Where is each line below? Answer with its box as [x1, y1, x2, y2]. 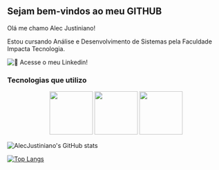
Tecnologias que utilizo [7, 75, 87, 85]
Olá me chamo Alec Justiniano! [7, 23, 95, 32]
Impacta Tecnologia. [7, 44, 66, 53]
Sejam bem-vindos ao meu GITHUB [7, 6, 162, 17]
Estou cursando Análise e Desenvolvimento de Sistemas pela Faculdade [7, 37, 213, 46]
